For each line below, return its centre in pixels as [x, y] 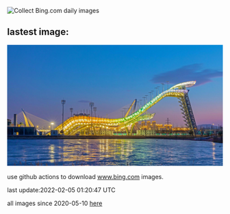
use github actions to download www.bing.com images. [86, 177]
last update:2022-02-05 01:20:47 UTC [61, 190]
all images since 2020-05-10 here [55, 203]
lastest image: [38, 32]
